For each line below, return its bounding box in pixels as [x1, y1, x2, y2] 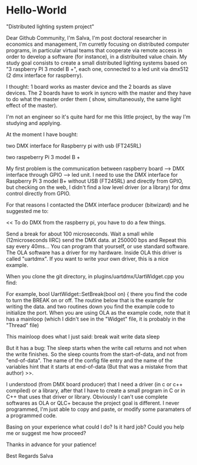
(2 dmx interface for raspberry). [6, 72, 84, 79]
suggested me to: [6, 207, 49, 214]
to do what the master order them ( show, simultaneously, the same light [6, 95, 181, 103]
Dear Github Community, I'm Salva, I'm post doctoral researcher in [6, 34, 167, 41]
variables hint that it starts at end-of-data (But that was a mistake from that [6, 363, 188, 370]
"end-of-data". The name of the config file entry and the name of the [6, 356, 173, 364]
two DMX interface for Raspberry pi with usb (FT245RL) [6, 142, 142, 149]
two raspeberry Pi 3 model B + [6, 153, 81, 160]
